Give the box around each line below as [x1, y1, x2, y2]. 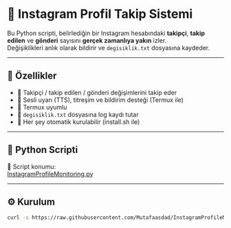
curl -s [7, 214, 30, 221]
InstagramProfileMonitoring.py [7, 169, 93, 178]
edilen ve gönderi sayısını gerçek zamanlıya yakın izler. [7, 36, 167, 44]
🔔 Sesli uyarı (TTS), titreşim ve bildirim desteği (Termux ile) [16, 96, 184, 104]
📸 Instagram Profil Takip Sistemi [7, 6, 193, 22]
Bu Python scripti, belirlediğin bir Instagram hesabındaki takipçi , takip [7, 29, 205, 37]
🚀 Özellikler [7, 70, 57, 82]
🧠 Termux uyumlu [16, 103, 67, 111]
